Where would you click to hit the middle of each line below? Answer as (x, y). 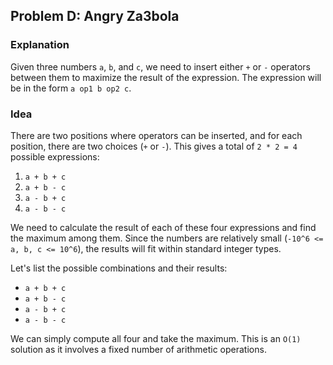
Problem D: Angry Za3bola (95, 16)
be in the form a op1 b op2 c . (71, 88)
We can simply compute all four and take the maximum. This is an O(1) (156, 338)
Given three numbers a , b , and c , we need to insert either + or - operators (160, 66)
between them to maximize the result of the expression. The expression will (166, 77)
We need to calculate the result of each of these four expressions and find (163, 227)
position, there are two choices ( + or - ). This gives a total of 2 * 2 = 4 (154, 146)
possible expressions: (55, 156)
